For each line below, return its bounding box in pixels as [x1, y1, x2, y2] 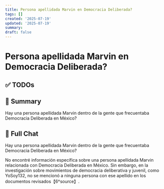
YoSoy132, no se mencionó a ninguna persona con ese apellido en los [5, 173, 146, 179]
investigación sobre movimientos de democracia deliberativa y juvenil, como [5, 168, 160, 173]
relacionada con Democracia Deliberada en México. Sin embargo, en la [5, 162, 148, 168]
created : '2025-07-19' [5, 16, 51, 21]
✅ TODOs [5, 81, 35, 89]
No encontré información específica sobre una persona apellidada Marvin [5, 157, 154, 163]
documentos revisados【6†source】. [5, 179, 80, 185]
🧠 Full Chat [5, 129, 39, 138]
